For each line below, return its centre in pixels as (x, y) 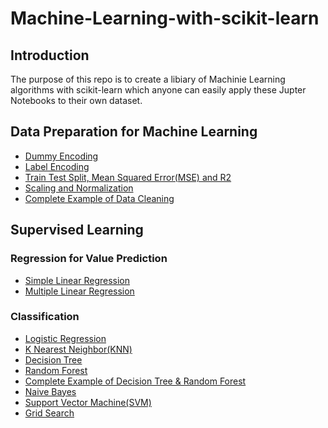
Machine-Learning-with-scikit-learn (165, 18)
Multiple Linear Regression (79, 291)
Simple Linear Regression (77, 280)
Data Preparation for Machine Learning (134, 132)
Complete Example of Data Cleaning (99, 198)
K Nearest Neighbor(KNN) (78, 349)
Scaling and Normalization (79, 188)
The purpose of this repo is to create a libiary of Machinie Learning (148, 79)
